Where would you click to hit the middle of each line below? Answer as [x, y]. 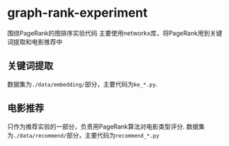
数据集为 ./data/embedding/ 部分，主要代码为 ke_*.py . [82, 84]
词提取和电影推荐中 [35, 42]
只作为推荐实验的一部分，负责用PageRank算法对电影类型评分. [96, 126]
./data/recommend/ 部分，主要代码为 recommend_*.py [86, 135]
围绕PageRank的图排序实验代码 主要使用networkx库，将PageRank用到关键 [115, 33]
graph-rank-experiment [77, 13]
